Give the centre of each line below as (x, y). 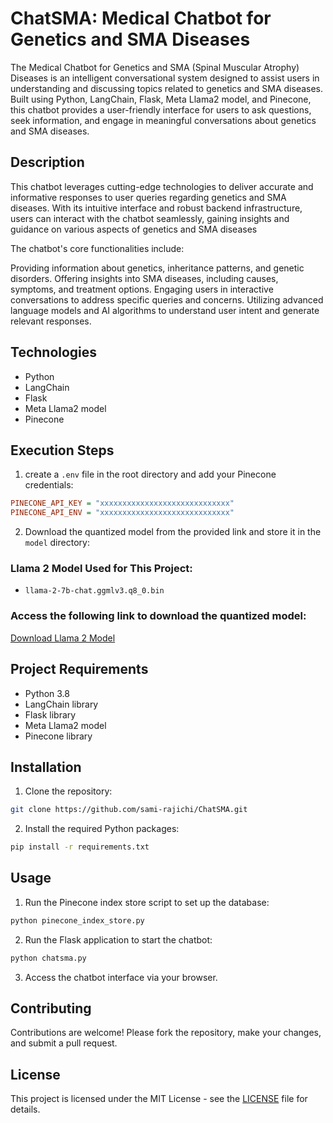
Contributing (51, 1008)
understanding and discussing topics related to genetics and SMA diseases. (167, 88)
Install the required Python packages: (102, 829)
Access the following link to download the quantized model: (158, 616)
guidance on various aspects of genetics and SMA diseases (134, 229)
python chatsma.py (48, 958)
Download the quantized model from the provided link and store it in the (173, 532)
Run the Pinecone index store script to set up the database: (147, 902)
